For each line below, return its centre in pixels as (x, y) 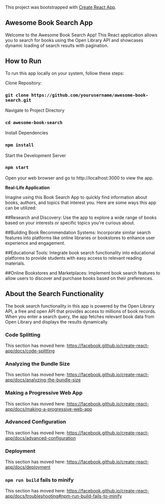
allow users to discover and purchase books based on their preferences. (79, 278)
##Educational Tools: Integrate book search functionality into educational (80, 252)
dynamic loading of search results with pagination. (57, 45)
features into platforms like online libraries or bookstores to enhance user (80, 238)
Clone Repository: (24, 83)
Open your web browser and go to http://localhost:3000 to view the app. (80, 178)
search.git (18, 100)
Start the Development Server (36, 155)
